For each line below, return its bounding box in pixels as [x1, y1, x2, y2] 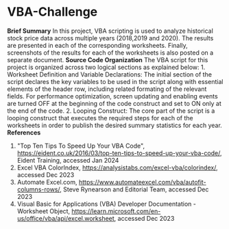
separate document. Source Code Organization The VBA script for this [7, 55, 208, 64]
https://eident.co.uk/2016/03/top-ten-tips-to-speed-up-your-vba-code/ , [16, 148, 222, 157]
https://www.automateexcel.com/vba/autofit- [78, 178, 207, 186]
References [7, 128, 41, 137]
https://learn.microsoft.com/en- [71, 206, 161, 215]
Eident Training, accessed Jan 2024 [16, 156, 119, 164]
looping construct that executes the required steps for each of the [7, 113, 193, 122]
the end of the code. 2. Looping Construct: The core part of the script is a [7, 107, 215, 115]
